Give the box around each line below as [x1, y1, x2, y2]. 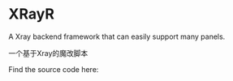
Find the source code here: [8, 64, 99, 74]
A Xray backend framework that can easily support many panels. [8, 32, 226, 41]
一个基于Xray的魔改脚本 [8, 48, 88, 58]
